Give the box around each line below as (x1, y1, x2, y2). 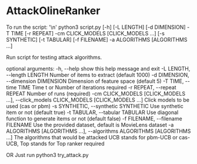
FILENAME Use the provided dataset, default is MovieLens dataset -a (6, 121, 174, 128)
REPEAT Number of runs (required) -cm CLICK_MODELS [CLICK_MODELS (6, 90, 186, 97)
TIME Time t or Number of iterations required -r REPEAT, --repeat (18, 83, 176, 91)
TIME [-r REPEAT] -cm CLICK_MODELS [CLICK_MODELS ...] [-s (11, 29, 165, 36)
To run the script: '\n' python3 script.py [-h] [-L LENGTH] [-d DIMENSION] (6, 24, 186, 31)
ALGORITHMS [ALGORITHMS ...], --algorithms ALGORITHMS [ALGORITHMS (6, 128, 191, 135)
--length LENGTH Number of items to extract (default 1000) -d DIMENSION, (6, 71, 189, 78)
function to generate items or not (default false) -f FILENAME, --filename (6, 115, 182, 122)
